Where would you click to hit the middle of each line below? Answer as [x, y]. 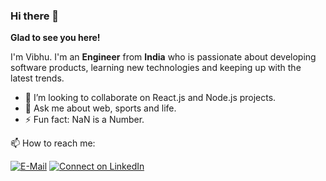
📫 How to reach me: [53, 143]
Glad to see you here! [55, 38]
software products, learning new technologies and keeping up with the [156, 68]
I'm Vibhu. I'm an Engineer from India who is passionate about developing [163, 57]
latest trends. [37, 78]
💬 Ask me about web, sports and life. [100, 108]
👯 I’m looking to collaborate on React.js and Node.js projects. [150, 98]
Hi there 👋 [35, 16]
